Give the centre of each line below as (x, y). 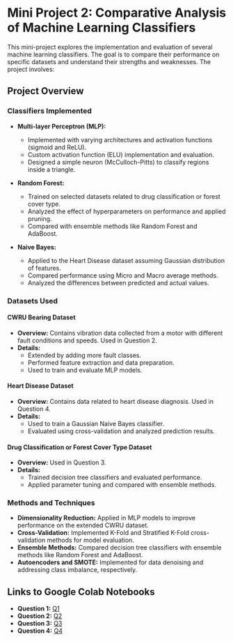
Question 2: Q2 (40, 616)
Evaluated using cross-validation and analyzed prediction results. (121, 431)
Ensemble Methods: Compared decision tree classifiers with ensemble (119, 548)
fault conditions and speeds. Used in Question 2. (87, 340)
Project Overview (46, 91)
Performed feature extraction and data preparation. (101, 362)
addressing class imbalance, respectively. (77, 570)
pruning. (40, 218)
